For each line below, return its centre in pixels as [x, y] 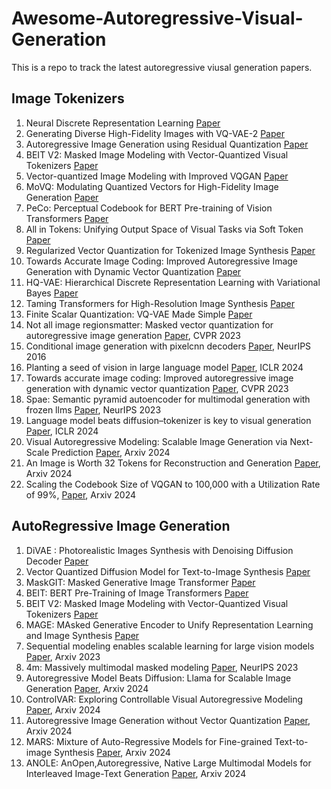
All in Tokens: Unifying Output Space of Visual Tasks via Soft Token [164, 229]
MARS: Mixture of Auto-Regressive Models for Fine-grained [149, 741]
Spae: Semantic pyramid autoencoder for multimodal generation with [168, 399]
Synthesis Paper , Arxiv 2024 [112, 752]
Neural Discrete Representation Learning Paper [123, 123]
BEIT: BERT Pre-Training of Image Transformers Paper [137, 593]
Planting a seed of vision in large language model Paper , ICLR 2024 [164, 367]
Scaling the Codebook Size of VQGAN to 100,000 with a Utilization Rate [173, 484]
